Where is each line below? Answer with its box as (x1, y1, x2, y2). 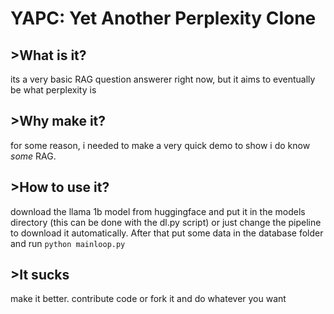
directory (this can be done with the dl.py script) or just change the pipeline (10, 216, 322, 228)
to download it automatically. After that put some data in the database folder (10, 227, 324, 239)
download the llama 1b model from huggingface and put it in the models (10, 205, 306, 217)
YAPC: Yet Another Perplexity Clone (10, 7, 317, 30)
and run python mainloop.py (10, 237, 126, 249)
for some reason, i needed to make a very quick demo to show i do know (10, 139, 311, 151)
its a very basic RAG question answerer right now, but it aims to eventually (10, 73, 316, 85)
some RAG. (10, 150, 57, 162)
